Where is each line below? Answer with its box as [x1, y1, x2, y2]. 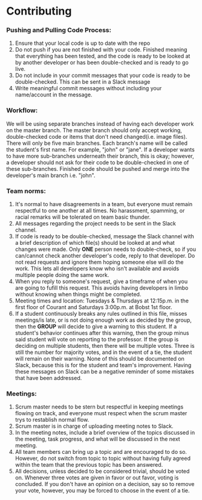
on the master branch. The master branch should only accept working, [6, 126, 183, 134]
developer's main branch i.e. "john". [6, 172, 96, 179]
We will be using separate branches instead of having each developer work [6, 120, 194, 127]
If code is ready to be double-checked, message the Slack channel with [15, 233, 195, 240]
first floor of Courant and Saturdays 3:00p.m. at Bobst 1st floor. [15, 304, 172, 311]
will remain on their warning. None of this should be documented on [15, 355, 184, 362]
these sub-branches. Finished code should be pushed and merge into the [6, 165, 190, 172]
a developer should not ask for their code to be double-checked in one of [6, 159, 189, 166]
